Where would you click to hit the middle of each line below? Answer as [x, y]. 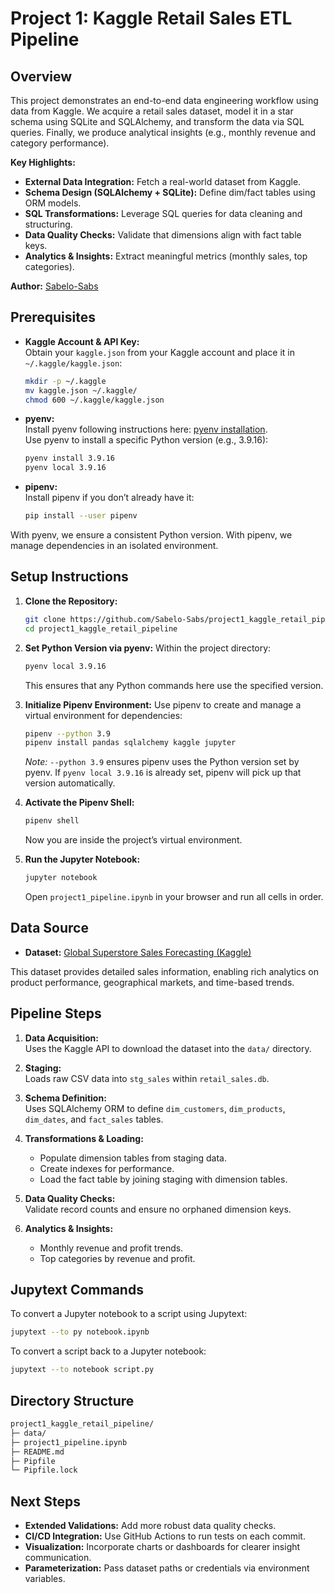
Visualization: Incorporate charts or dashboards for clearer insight [162, 1547]
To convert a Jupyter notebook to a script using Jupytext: [129, 1314]
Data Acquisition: [61, 1038]
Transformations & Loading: [84, 1138]
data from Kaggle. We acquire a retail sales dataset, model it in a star [152, 111]
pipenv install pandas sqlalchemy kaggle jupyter [130, 743]
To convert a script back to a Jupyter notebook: [108, 1351]
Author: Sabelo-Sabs [54, 286]
